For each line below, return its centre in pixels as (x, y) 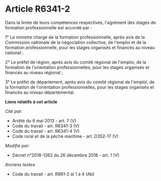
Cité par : (14, 111)
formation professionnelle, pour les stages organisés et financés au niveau (80, 47)
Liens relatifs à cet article (31, 101)
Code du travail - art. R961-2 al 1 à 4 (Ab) (53, 174)
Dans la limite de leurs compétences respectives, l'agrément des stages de (80, 22)
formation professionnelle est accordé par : (49, 27)
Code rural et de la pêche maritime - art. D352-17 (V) (65, 136)
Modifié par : (18, 145)
